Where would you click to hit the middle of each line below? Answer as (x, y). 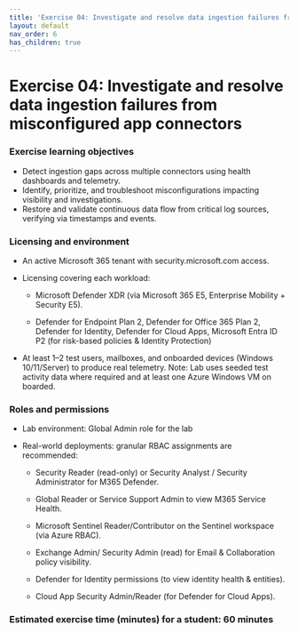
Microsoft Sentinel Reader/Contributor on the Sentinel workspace (155, 526)
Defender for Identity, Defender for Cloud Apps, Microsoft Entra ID (156, 332)
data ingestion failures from (114, 105)
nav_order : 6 (33, 34)
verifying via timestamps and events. (89, 218)
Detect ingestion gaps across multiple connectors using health (136, 171)
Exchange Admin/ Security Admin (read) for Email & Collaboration (155, 553)
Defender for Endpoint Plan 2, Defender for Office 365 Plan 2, (148, 322)
